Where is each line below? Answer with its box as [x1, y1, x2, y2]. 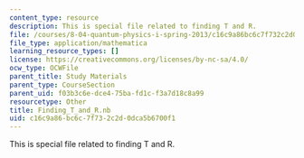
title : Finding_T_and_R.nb [9, 106, 111, 115]
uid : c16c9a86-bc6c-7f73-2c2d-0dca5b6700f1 [9, 114, 176, 123]
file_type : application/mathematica [9, 38, 147, 48]
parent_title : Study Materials [9, 72, 128, 81]
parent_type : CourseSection [9, 80, 116, 89]
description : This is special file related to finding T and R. [9, 22, 257, 31]
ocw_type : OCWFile [9, 64, 79, 73]
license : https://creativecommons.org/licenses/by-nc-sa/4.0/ [9, 55, 249, 64]
